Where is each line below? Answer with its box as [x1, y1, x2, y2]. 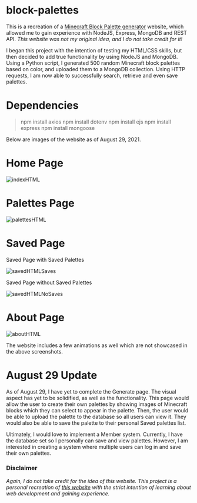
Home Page [6, 156, 64, 170]
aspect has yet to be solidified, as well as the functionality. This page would [6, 394, 189, 401]
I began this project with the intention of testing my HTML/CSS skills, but [6, 46, 182, 54]
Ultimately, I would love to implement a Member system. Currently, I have [6, 431, 183, 438]
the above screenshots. [6, 348, 64, 355]
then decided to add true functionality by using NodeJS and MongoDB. [6, 53, 178, 60]
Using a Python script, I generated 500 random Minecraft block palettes [6, 59, 181, 66]
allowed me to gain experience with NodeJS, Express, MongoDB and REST [6, 29, 187, 36]
